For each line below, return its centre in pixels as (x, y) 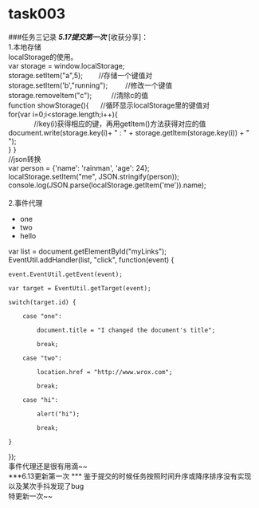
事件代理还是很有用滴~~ (48, 466)
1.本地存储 (25, 47)
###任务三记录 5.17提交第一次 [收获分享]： (78, 37)
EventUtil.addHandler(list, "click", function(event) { (91, 259)
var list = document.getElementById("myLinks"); (88, 251)
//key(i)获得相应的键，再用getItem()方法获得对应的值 (120, 124)
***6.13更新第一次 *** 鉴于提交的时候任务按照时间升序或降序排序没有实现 (130, 476)
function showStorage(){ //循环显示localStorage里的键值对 (109, 105)
